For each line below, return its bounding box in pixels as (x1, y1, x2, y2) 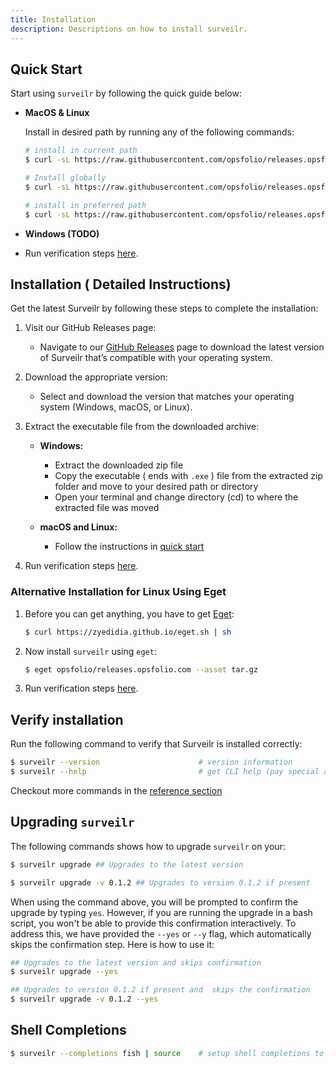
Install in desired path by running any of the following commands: (24, 126, 295, 138)
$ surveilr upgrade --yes (10, 967, 118, 977)
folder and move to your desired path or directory (54, 481, 259, 493)
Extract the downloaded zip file (54, 459, 184, 471)
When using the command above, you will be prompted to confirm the (10, 896, 299, 908)
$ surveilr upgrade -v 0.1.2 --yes (10, 994, 159, 1005)
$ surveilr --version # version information (10, 757, 293, 768)
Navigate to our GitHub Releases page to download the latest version (39, 341, 325, 353)
